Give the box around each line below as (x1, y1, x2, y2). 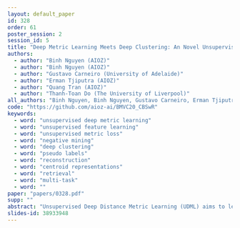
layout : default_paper (7, 10, 75, 18)
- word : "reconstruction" (14, 157, 91, 164)
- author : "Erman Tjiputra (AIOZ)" (14, 76, 120, 84)
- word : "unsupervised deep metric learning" (14, 117, 152, 124)
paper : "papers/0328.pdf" (7, 190, 84, 197)
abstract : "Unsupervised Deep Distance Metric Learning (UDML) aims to (7, 203, 225, 211)
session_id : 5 (7, 37, 50, 44)
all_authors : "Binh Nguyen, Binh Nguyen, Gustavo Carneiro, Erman (7, 97, 209, 104)
